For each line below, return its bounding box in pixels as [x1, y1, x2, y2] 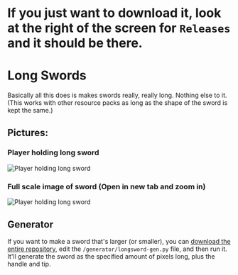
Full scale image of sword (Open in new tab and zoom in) [7, 181, 206, 191]
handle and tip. [7, 259, 51, 268]
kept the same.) [7, 106, 53, 115]
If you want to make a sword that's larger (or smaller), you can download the [7, 237, 231, 245]
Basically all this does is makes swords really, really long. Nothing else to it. [7, 91, 227, 100]
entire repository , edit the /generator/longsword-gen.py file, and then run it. [7, 245, 227, 253]
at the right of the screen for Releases [7, 20, 231, 36]
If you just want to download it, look [7, 5, 222, 21]
